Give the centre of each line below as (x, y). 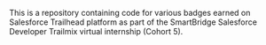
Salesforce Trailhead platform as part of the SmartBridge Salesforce (133, 22)
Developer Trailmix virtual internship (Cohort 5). (96, 31)
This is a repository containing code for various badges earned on (130, 13)
